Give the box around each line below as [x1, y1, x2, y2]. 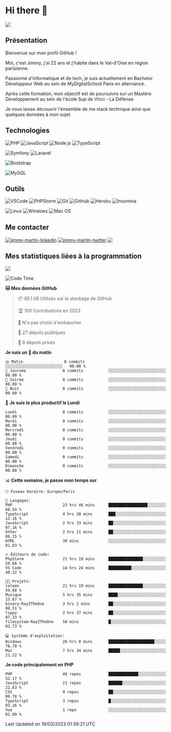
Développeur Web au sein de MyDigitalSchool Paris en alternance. [5, 81, 145, 87]
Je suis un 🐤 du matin [5, 349, 52, 355]
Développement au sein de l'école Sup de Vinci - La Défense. [5, 96, 135, 102]
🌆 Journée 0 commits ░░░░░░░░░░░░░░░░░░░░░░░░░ [5, 368, 166, 373]
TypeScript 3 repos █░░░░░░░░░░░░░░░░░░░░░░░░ [5, 698, 166, 703]
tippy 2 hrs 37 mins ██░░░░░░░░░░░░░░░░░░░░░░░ [5, 610, 166, 615]
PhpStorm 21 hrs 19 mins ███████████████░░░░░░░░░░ [5, 556, 166, 561]
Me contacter [5, 223, 50, 231]
